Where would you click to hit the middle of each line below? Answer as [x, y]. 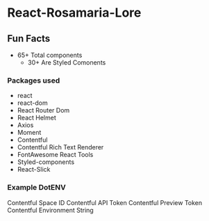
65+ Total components [50, 55]
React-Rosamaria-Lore [74, 13]
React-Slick [34, 170]
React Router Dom [43, 110]
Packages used [34, 80]
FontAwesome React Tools [55, 155]
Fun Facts [29, 39]
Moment [29, 133]
